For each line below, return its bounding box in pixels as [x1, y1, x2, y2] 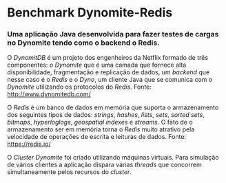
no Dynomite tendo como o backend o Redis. [7, 38, 160, 47]
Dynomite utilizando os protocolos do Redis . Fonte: [7, 83, 152, 91]
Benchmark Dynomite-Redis [7, 5, 173, 21]
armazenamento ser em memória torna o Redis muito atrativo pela [7, 125, 195, 133]
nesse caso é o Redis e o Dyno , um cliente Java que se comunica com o [7, 76, 213, 84]
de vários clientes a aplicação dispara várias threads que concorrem [7, 160, 202, 169]
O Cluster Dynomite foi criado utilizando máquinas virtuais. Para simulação [7, 153, 219, 162]
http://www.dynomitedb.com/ [7, 90, 91, 98]
